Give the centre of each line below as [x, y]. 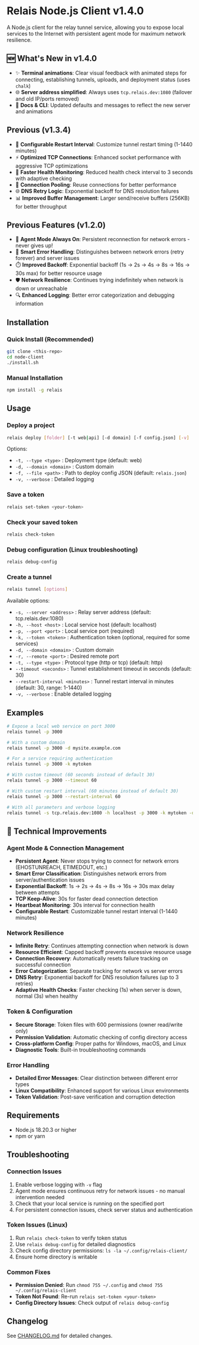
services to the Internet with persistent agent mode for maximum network [96, 33]
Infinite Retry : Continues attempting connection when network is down [102, 946]
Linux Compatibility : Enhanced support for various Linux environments [102, 1091]
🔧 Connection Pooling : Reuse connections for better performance [96, 184]
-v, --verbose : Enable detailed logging [63, 694]
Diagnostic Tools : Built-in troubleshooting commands [81, 1049]
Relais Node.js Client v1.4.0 [75, 11]
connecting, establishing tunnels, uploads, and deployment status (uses [103, 79]
